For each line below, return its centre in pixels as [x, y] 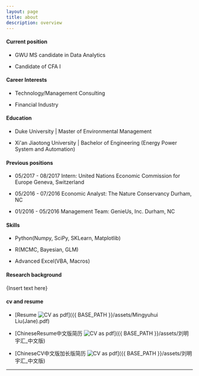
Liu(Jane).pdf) [32, 321]
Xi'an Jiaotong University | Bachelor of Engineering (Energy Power [96, 142]
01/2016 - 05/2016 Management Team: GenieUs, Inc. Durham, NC [95, 212]
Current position [27, 42]
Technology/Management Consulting [60, 93]
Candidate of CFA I [38, 66]
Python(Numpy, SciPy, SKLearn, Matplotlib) [68, 238]
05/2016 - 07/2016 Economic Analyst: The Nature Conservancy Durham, [103, 194]
